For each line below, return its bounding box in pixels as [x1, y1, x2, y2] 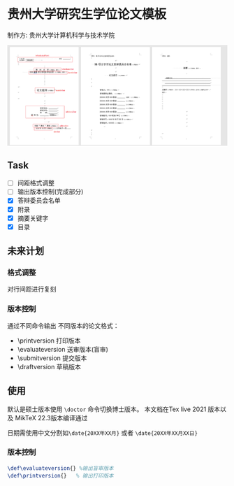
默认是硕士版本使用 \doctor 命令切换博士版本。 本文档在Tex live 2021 [7, 405, 207, 413]
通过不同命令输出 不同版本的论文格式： [7, 321, 119, 329]
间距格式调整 [17, 179, 54, 187]
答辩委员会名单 [17, 196, 61, 205]
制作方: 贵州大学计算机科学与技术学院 [7, 31, 115, 39]
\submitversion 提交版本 [17, 354, 87, 362]
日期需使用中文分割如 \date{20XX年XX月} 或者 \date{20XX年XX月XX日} [7, 428, 198, 437]
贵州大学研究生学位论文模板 [7, 6, 167, 22]
